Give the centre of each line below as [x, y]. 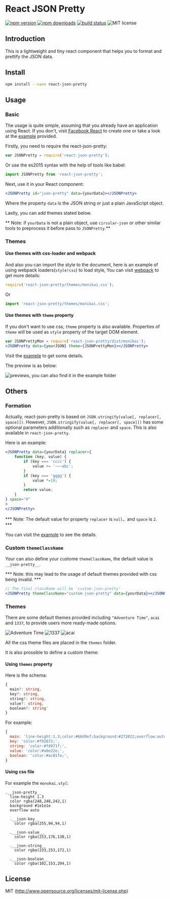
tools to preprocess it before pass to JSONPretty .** [58, 228]
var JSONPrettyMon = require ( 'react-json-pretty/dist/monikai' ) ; [75, 341]
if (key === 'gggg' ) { [47, 476]
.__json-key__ [25, 819]
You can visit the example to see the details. [51, 535]
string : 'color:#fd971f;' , [38, 746]
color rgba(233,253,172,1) [43, 850]
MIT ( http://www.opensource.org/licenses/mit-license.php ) [67, 891]
